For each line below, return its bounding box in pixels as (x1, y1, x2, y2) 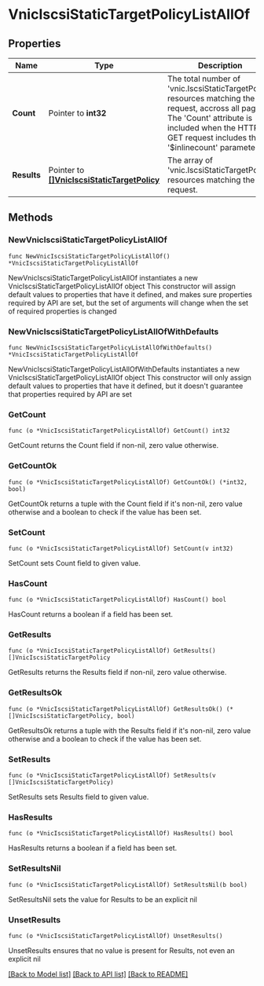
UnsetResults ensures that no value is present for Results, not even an (8, 945, 236, 955)
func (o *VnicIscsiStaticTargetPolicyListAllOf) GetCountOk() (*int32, (8, 478, 247, 486)
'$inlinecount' (167, 142, 218, 152)
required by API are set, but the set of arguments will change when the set (8, 298, 249, 307)
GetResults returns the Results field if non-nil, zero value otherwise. (8, 668, 227, 677)
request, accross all (167, 103, 240, 113)
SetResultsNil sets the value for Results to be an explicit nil (8, 894, 198, 904)
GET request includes (167, 132, 247, 143)
